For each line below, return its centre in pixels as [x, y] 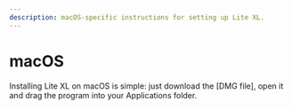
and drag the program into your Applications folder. [103, 95]
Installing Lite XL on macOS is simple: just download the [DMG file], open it [146, 86]
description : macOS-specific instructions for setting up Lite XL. [137, 17]
